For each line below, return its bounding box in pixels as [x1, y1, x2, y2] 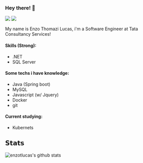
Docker [12, 97, 28, 103]
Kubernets [12, 124, 34, 130]
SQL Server [12, 59, 36, 65]
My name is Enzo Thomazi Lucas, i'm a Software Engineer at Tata [5, 26, 138, 32]
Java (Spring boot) [12, 81, 51, 87]
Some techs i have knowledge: [5, 70, 70, 76]
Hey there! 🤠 [5, 4, 36, 11]
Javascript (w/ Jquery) [12, 92, 59, 98]
